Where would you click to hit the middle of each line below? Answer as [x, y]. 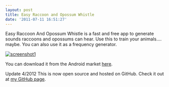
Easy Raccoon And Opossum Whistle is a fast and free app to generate [80, 34]
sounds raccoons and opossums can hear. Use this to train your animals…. [83, 39]
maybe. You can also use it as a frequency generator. [61, 45]
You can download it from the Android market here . [59, 64]
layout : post [19, 10]
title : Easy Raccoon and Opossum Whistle [50, 15]
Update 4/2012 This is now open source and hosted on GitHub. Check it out [85, 74]
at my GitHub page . [26, 79]
